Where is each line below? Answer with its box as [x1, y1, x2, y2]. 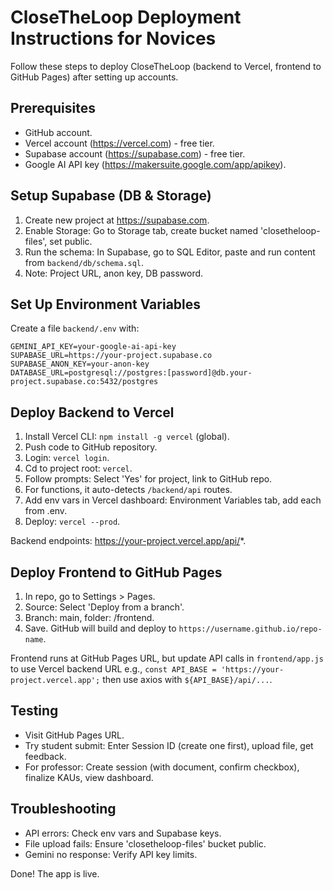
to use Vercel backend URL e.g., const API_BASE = [10, 663, 217, 675]
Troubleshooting [10, 801, 117, 818]
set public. [49, 235, 93, 247]
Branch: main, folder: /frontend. [24, 612, 155, 623]
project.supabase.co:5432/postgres [10, 377, 159, 387]
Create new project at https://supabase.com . [24, 214, 210, 226]
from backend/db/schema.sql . [24, 256, 145, 268]
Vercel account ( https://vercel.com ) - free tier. [24, 137, 215, 149]
